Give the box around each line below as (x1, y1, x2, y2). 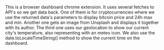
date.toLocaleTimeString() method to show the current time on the (5, 35, 140, 41)
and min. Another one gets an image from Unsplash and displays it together (5, 19, 159, 25)
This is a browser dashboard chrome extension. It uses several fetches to (5, 4, 155, 10)
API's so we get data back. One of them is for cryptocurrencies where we (5, 9, 155, 15)
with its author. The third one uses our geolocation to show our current (5, 25, 149, 31)
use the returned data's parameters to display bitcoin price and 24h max (5, 15, 153, 20)
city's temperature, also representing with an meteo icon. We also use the (5, 30, 155, 35)
